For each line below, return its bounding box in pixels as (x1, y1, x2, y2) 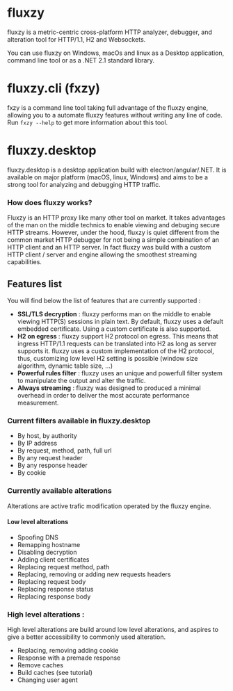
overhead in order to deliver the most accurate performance (17, 391, 190, 399)
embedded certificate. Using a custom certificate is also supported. (17, 325, 211, 333)
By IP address (17, 439, 58, 448)
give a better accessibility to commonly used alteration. (7, 633, 166, 641)
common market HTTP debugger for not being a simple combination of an (7, 236, 220, 244)
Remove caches (17, 661, 64, 669)
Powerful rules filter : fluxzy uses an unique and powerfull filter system (17, 368, 223, 377)
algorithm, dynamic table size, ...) (17, 361, 113, 370)
